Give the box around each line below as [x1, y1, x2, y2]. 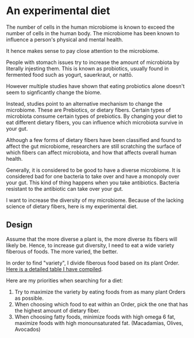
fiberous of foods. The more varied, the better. [6, 248, 118, 255]
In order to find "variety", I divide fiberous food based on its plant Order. [6, 259, 180, 266]
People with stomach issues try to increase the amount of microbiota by [6, 59, 180, 66]
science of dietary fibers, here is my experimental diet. [6, 202, 138, 209]
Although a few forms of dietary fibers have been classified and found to [6, 136, 182, 143]
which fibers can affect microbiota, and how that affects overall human [6, 148, 177, 156]
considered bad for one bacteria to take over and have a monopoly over [6, 173, 180, 180]
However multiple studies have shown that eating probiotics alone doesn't [6, 82, 185, 89]
